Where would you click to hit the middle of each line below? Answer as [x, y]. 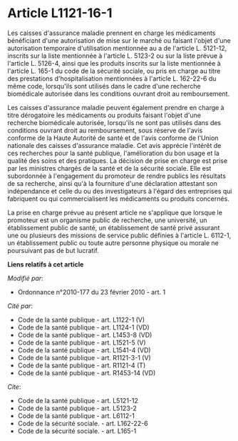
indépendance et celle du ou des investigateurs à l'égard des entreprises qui [120, 191]
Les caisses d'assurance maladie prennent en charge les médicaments [112, 33]
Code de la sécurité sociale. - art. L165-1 [77, 431]
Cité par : [20, 306]
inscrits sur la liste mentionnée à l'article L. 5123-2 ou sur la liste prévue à [115, 56]
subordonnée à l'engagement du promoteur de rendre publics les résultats [117, 176]
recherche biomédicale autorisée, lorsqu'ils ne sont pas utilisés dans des [114, 122]
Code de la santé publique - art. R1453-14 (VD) [87, 372]
